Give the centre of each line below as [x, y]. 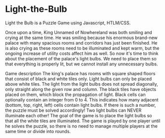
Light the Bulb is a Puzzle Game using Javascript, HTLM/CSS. [68, 23]
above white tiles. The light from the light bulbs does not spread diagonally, [82, 84]
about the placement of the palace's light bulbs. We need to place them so [81, 58]
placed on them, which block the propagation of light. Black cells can [75, 94]
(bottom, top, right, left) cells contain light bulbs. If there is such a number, [81, 105]
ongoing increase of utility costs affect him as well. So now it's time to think [82, 53]
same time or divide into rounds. [38, 131]
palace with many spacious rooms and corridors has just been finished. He [81, 43]
